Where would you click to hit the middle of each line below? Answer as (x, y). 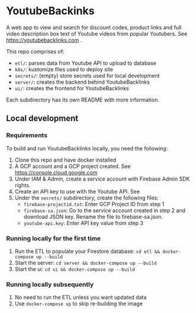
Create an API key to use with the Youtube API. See (77, 191)
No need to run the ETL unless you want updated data (81, 298)
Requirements (27, 135)
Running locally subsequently (50, 284)
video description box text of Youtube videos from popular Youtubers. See (97, 33)
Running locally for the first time (54, 238)
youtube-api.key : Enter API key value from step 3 (83, 223)
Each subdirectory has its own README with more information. (83, 100)
